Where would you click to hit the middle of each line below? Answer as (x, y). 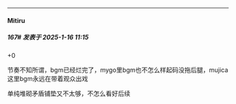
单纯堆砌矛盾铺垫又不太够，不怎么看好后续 (69, 93)
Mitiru (17, 20)
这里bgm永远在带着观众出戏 (48, 78)
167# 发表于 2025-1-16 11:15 (48, 37)
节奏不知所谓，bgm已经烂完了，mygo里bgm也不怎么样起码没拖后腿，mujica (118, 70)
